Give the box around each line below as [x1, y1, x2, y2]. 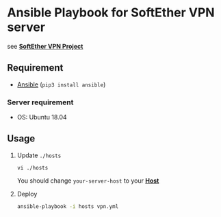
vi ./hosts [16, 164, 49, 171]
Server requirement [7, 98, 74, 107]
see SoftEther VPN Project [7, 42, 83, 50]
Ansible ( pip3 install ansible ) [16, 80, 106, 89]
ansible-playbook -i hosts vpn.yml [16, 203, 119, 210]
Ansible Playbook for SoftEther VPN [7, 5, 215, 21]
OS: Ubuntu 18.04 [16, 113, 67, 122]
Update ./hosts [16, 151, 62, 159]
